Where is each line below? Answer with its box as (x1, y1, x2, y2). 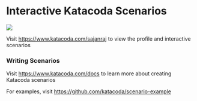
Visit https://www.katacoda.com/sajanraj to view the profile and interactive (6, 35, 191, 42)
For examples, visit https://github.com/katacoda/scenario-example (6, 88, 171, 95)
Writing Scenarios (6, 56, 60, 65)
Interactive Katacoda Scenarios (6, 4, 167, 18)
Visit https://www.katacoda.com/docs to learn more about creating (6, 70, 172, 77)
